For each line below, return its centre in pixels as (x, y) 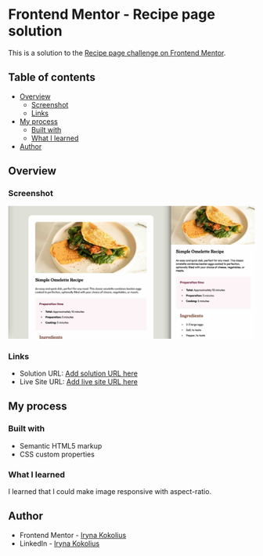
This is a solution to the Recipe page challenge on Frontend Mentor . (117, 53)
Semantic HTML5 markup (61, 445)
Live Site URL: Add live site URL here (79, 381)
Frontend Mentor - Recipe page (112, 15)
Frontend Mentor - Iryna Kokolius (73, 535)
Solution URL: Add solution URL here (79, 373)
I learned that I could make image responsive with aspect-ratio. (110, 491)
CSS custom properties (57, 454)
